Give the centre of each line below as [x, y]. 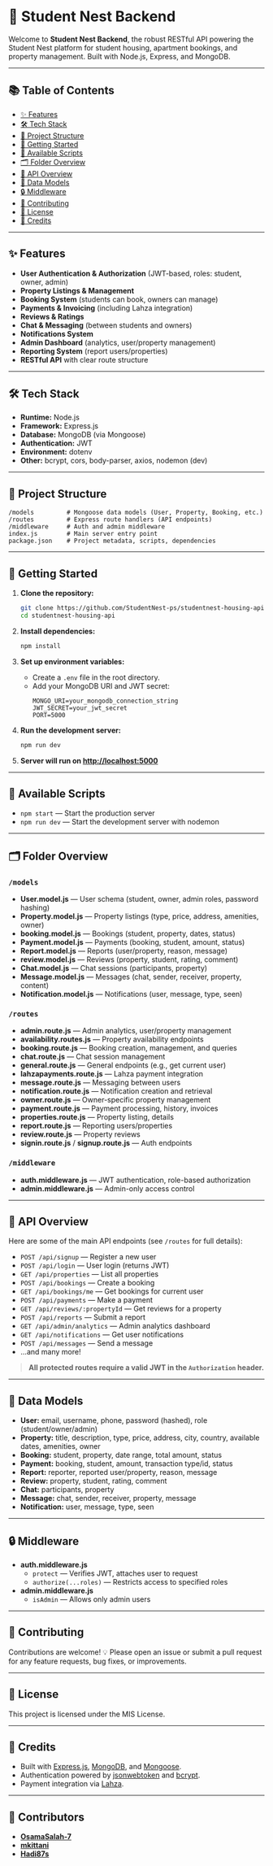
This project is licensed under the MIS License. [87, 1714]
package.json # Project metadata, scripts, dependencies [113, 541]
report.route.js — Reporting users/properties [96, 1126]
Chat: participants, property [67, 1490]
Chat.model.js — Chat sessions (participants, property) [114, 968]
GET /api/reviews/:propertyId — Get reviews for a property [121, 1309]
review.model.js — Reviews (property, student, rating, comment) [129, 959]
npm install [40, 646]
